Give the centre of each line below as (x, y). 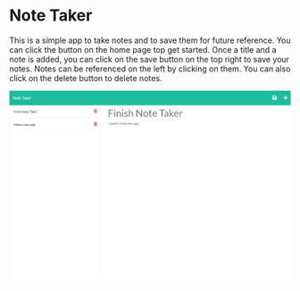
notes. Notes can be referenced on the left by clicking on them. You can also (150, 69)
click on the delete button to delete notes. (86, 78)
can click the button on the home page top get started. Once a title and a (143, 49)
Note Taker (51, 16)
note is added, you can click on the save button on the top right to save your (150, 59)
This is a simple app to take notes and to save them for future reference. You (150, 40)
